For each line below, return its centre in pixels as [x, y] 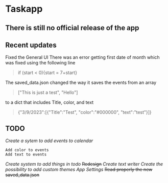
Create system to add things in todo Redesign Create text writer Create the [84, 164]
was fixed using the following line [40, 63]
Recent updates [31, 45]
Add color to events [27, 150]
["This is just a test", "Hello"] [48, 93]
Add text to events [26, 155]
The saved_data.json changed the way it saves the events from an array [81, 83]
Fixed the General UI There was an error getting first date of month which [82, 57]
